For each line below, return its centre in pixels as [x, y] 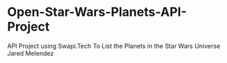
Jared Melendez [31, 53]
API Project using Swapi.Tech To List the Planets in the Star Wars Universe [114, 46]
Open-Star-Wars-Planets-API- [97, 12]
